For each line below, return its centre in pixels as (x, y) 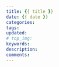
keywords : (18, 44)
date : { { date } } (27, 17)
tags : (13, 28)
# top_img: (19, 38)
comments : (18, 55)
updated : (17, 33)
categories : (20, 22)
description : (22, 50)
